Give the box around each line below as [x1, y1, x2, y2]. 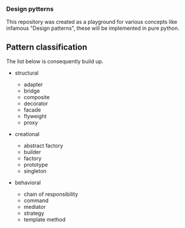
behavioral [14, 179, 41, 186]
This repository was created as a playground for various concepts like [6, 19, 177, 26]
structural [14, 69, 39, 76]
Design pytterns [6, 5, 54, 13]
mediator [23, 204, 46, 211]
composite [23, 94, 50, 101]
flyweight [23, 113, 47, 120]
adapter [23, 81, 43, 88]
